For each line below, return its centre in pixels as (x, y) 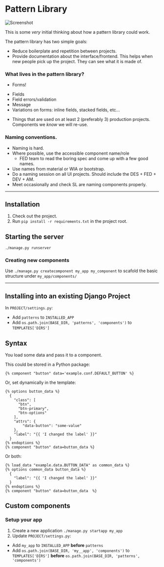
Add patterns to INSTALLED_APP (43, 317)
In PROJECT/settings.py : (29, 308)
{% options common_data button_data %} (46, 470)
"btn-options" (32, 413)
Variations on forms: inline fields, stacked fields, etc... (66, 110)
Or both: (13, 456)
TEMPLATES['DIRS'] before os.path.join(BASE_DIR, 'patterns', (76, 555)
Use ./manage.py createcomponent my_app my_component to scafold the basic (81, 271)
